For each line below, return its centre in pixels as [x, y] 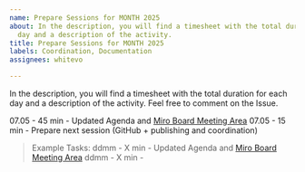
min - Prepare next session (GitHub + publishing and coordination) [134, 130]
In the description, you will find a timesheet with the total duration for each [148, 93]
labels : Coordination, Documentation [81, 52]
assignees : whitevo [46, 60]
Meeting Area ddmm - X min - [88, 158]
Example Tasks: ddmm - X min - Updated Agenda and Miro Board [154, 148]
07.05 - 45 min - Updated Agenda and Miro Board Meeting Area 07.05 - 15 [148, 120]
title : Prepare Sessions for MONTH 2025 [87, 43]
